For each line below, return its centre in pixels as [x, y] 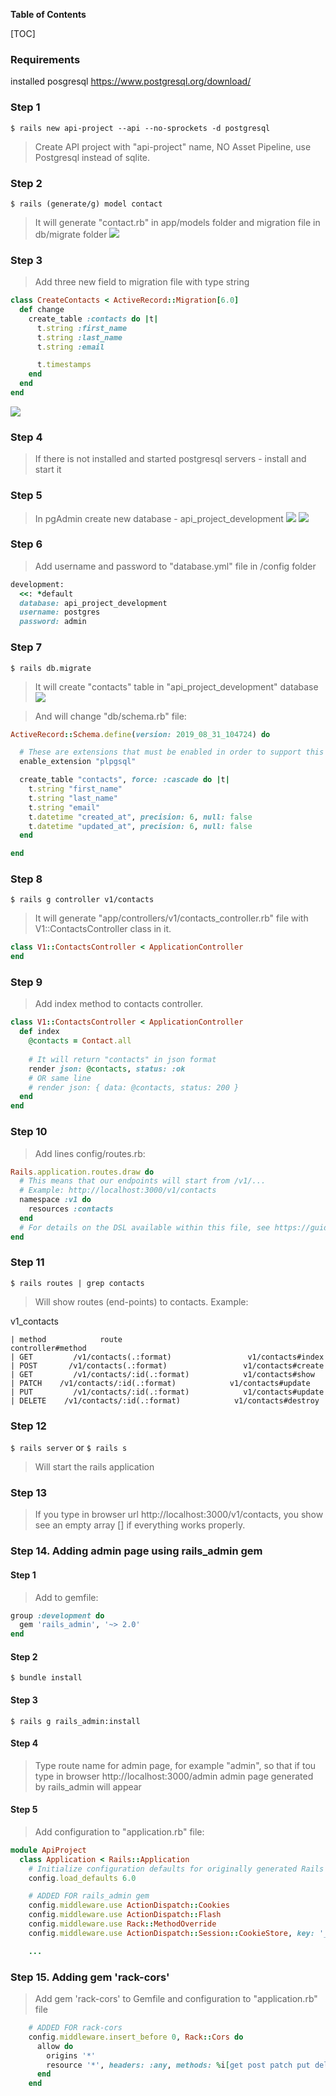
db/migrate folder [71, 234]
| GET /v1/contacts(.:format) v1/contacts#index [167, 1357]
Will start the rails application [94, 1467]
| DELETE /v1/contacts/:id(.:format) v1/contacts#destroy [165, 1400]
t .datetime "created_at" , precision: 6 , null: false [140, 817]
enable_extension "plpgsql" [78, 762]
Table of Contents [48, 14]
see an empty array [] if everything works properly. [140, 1525]
